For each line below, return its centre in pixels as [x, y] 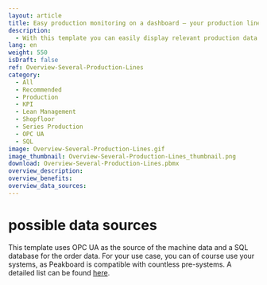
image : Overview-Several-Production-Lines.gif [87, 149]
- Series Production [49, 127]
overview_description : [46, 171]
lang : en [23, 45]
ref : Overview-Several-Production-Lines [76, 68]
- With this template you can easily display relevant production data [137, 38]
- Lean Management [46, 112]
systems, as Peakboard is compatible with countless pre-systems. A [120, 264]
